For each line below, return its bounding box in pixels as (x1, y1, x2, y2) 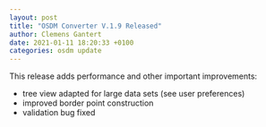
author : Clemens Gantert (9, 30, 102, 38)
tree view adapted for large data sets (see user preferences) (21, 89, 245, 99)
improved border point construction (21, 97, 154, 108)
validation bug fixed (21, 107, 96, 118)
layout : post (9, 13, 58, 22)
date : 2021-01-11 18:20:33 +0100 (9, 38, 134, 47)
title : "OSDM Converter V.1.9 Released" (9, 21, 163, 30)
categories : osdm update (9, 47, 102, 55)
